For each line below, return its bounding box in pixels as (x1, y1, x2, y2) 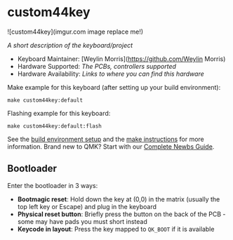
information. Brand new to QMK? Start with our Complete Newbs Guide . (7, 142, 215, 151)
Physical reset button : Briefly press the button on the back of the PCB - (17, 210, 226, 218)
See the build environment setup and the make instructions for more (7, 135, 205, 143)
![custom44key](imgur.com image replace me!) (7, 27, 144, 36)
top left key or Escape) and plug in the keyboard (17, 202, 157, 211)
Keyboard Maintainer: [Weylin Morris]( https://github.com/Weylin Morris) (17, 54, 226, 63)
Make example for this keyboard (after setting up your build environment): (7, 83, 221, 91)
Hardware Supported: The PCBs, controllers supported (17, 62, 177, 70)
